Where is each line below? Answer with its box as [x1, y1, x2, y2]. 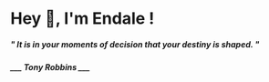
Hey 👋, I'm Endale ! [10, 8, 155, 29]
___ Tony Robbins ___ [10, 62, 90, 73]
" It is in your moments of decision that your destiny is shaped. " [10, 38, 260, 49]
